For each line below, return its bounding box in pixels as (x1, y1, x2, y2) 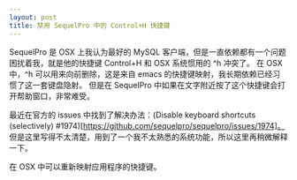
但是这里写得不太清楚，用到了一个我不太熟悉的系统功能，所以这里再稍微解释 (9, 131, 288, 142)
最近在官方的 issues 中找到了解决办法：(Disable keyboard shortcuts (9, 109, 256, 120)
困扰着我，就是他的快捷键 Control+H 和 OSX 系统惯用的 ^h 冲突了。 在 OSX (9, 57, 283, 68)
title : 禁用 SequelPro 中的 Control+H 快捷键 (9, 21, 171, 30)
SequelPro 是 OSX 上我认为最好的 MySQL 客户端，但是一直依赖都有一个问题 (9, 46, 286, 57)
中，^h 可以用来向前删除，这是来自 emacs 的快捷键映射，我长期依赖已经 (9, 68, 273, 79)
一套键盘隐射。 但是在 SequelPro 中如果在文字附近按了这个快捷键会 (32, 79, 278, 90)
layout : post (9, 12, 57, 22)
